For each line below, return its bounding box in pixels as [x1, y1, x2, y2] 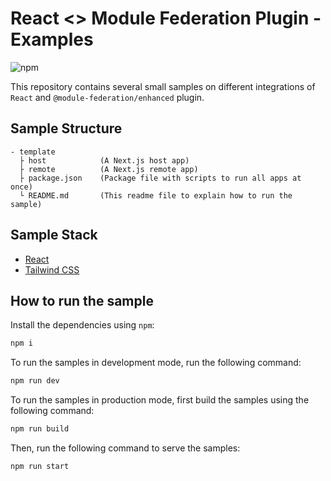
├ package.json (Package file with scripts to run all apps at [19, 173, 302, 183]
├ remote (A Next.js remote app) [19, 164, 199, 174]
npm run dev [10, 376, 60, 386]
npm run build [10, 424, 70, 434]
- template [10, 147, 56, 157]
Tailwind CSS [24, 263, 80, 276]
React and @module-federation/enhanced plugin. [10, 91, 205, 103]
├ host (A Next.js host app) [19, 155, 190, 166]
